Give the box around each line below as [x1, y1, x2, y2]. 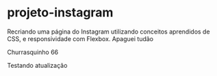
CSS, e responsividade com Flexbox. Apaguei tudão [7, 34, 154, 42]
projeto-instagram [7, 5, 114, 21]
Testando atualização [7, 61, 68, 69]
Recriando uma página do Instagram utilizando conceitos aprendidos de [7, 27, 210, 36]
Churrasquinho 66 [7, 48, 59, 56]
